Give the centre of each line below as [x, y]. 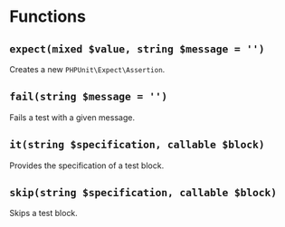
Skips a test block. [44, 213]
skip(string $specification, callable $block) [143, 193]
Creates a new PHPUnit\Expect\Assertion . [87, 69]
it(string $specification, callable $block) [137, 145]
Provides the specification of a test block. [87, 166]
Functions [47, 17]
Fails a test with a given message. [72, 117]
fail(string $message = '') [89, 97]
